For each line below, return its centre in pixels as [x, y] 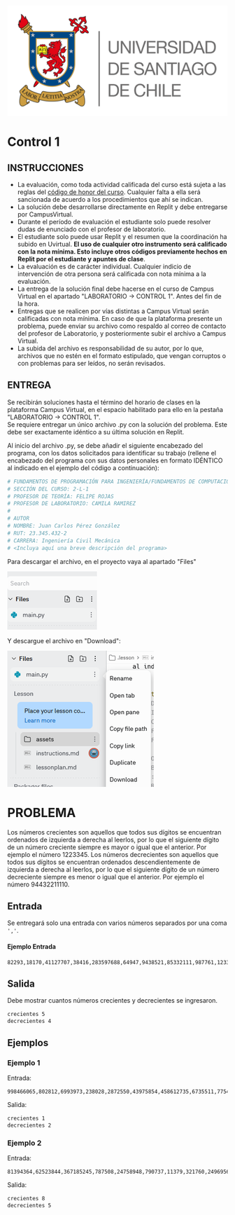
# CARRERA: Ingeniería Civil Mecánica [64, 541]
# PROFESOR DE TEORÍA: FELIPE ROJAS [60, 496]
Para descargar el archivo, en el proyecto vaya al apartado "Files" [102, 561]
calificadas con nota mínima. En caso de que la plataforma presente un [120, 318]
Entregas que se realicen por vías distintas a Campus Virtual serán [113, 311]
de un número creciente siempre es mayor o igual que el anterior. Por [107, 847]
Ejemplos [28, 1043]
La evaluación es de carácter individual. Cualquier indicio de [104, 266]
